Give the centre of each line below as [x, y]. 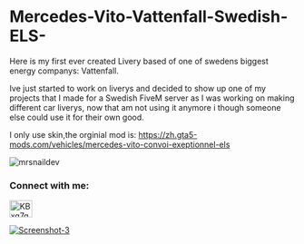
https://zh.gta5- [168, 134]
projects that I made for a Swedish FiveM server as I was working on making [152, 98]
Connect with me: [49, 185]
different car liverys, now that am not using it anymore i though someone [145, 107]
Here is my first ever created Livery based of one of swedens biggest [139, 61]
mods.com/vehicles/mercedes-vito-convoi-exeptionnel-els [120, 144]
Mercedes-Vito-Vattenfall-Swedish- [149, 17]
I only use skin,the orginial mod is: [73, 134]
